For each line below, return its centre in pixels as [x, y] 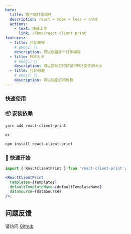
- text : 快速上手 [31, 29]
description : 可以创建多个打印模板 [48, 52]
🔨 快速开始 [18, 158]
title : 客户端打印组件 [31, 15]
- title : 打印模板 [27, 43]
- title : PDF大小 [27, 57]
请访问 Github [19, 226]
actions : [19, 24]
